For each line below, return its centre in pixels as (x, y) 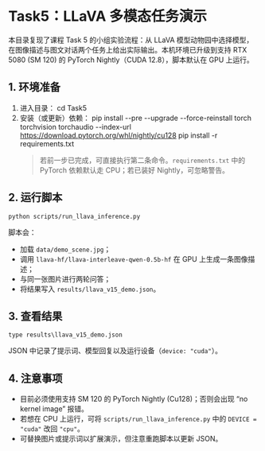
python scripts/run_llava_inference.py (74, 216)
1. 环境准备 (35, 87)
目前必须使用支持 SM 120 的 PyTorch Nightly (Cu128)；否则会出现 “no (134, 399)
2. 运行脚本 (35, 198)
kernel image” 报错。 (54, 409)
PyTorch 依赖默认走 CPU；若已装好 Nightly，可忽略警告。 (134, 170)
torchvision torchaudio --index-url (75, 126)
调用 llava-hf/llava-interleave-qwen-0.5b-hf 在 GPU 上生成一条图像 (134, 259)
